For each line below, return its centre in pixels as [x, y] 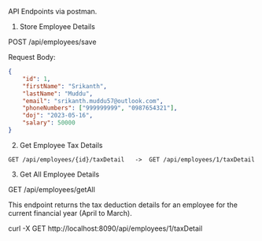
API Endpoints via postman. [53, 11]
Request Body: [32, 57]
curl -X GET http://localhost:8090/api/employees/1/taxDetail [105, 228]
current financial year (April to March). [70, 213]
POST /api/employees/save [52, 42]
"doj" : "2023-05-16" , [57, 116]
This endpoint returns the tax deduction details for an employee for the [123, 205]
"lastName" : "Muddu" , [57, 94]
